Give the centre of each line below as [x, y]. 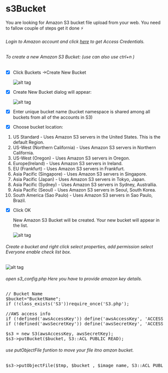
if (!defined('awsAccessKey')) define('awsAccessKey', [74, 319]
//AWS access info [28, 314]
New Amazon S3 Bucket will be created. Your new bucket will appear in [86, 220]
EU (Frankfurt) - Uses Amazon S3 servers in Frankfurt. [69, 169]
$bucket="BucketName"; [33, 299]
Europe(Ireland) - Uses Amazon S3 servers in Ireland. [68, 163]
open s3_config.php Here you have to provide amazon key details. [74, 279]
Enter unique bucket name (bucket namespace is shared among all [82, 111]
